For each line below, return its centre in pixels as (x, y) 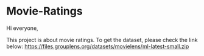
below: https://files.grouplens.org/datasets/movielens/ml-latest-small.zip (98, 46)
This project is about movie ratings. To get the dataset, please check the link (102, 40)
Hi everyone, (22, 28)
